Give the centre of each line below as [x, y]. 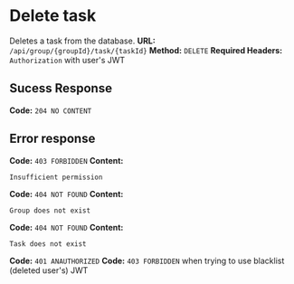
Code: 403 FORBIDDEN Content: [66, 160]
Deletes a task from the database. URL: [82, 41]
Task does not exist [48, 244]
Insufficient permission [56, 177]
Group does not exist [50, 210]
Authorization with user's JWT [67, 60]
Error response [52, 139]
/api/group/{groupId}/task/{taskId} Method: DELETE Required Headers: [146, 50]
